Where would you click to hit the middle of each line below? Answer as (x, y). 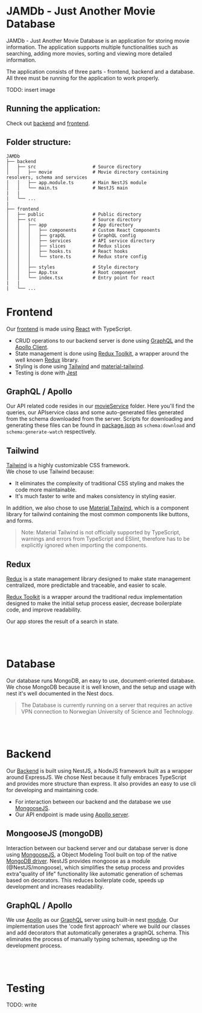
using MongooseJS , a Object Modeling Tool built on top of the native (92, 854)
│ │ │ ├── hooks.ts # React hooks (67, 251)
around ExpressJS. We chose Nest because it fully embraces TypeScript (96, 777)
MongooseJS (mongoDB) (55, 833)
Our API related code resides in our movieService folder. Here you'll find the (100, 406)
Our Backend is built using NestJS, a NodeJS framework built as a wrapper (99, 770)
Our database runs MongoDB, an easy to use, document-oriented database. (101, 680)
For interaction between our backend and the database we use (93, 802)
